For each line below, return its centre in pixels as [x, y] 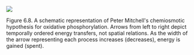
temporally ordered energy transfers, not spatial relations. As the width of [97, 33]
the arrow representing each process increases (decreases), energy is [93, 39]
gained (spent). [25, 46]
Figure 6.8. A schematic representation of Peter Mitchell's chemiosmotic [95, 20]
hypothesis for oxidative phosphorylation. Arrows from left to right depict [96, 27]
